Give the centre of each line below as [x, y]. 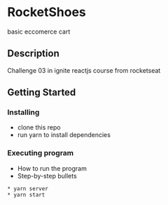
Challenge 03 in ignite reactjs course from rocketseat [84, 70]
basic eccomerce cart [39, 31]
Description [33, 54]
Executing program [41, 153]
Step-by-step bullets [47, 176]
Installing [23, 113]
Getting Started [42, 93]
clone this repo [39, 127]
